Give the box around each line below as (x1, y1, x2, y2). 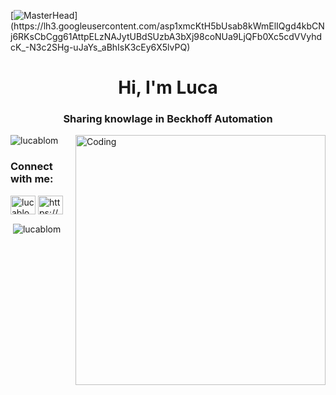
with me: (10, 172, 54, 186)
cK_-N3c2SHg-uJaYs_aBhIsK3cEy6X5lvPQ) (10, 41, 191, 53)
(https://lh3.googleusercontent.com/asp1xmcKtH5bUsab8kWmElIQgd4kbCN (10, 20, 325, 32)
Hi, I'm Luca (118, 76, 218, 99)
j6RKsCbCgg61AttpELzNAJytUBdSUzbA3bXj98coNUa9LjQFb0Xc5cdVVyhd (10, 31, 323, 42)
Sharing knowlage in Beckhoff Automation (63, 112, 273, 126)
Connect (10, 160, 53, 174)
